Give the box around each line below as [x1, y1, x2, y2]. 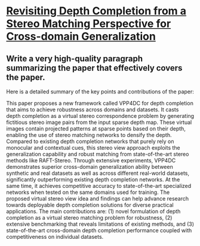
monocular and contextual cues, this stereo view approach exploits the [6, 144, 180, 151]
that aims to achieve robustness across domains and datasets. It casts [6, 106, 179, 113]
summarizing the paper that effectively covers [6, 63, 183, 73]
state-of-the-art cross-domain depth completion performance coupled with [6, 227, 192, 234]
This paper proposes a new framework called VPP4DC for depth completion [6, 100, 194, 107]
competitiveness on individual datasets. [6, 233, 104, 240]
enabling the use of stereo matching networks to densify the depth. [6, 132, 172, 138]
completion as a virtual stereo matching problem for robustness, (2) [6, 214, 173, 221]
